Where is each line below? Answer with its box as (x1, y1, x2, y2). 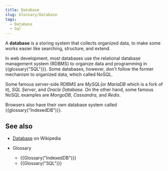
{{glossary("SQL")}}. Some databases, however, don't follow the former (5, 66, 154, 72)
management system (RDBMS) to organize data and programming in (5, 61, 147, 67)
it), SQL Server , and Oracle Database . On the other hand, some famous (5, 87, 154, 93)
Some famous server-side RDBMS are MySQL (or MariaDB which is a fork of (5, 81, 163, 88)
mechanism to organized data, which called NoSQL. (5, 71, 113, 77)
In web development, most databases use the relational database (5, 55, 141, 61)
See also (5, 122, 33, 131)
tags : (5, 17, 17, 22)
